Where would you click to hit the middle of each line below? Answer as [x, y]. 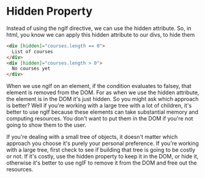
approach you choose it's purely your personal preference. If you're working [102, 143]
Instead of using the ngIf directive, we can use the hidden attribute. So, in [99, 28]
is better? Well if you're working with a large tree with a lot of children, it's [99, 106]
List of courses [32, 51]
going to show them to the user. [47, 125]
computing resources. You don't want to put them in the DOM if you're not [100, 119]
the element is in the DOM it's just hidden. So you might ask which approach [102, 99]
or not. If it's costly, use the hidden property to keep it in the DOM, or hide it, [102, 157]
